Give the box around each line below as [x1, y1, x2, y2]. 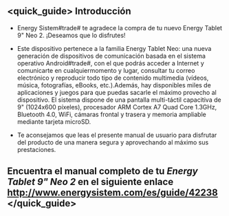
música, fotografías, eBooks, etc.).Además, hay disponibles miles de [17, 80, 211, 89]
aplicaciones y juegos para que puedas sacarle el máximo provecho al [17, 88, 217, 96]
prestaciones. [17, 145, 56, 153]
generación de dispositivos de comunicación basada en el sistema [17, 52, 206, 60]
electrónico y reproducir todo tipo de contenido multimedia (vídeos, [17, 74, 209, 82]
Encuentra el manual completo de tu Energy [7, 165, 198, 177]
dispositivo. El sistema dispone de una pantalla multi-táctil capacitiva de [17, 96, 221, 104]
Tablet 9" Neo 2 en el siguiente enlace [7, 176, 174, 188]
